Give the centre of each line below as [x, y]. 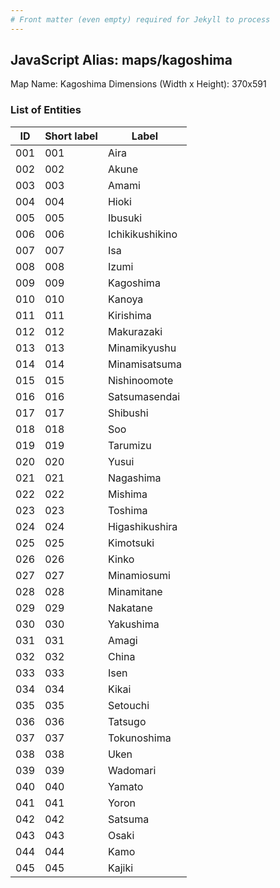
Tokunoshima [139, 738]
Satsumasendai [144, 396]
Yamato [125, 786]
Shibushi [128, 413]
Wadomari [132, 770]
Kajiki [120, 868]
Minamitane [135, 591]
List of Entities [46, 110]
